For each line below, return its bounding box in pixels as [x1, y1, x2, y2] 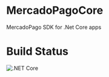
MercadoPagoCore [6, 4, 104, 17]
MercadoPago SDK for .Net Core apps [6, 23, 102, 31]
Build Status [6, 45, 68, 58]
